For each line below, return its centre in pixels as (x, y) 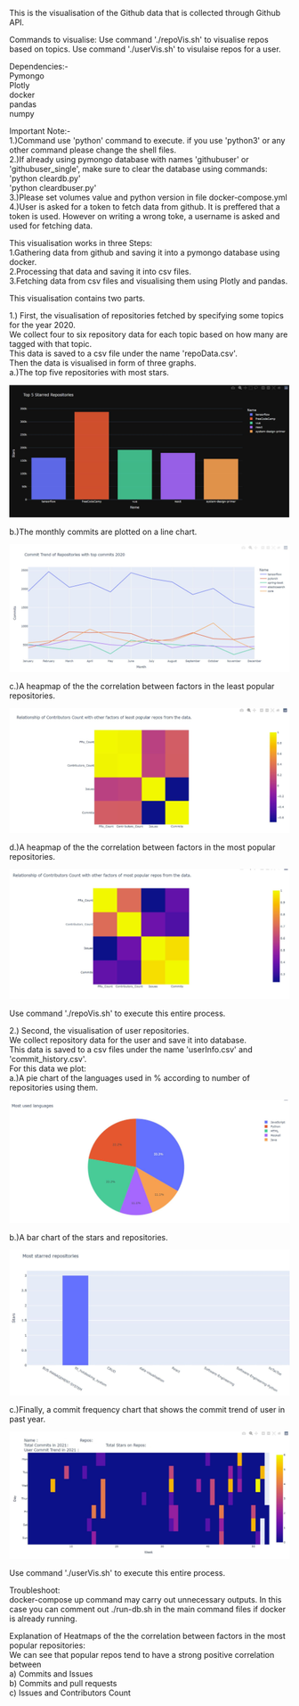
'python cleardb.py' (45, 178)
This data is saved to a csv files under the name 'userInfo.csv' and (131, 1050)
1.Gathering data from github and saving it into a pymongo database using (145, 252)
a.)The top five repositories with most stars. (89, 372)
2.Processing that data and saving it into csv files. (101, 272)
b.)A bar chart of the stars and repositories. (89, 1238)
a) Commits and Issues (51, 1674)
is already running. (43, 1619)
